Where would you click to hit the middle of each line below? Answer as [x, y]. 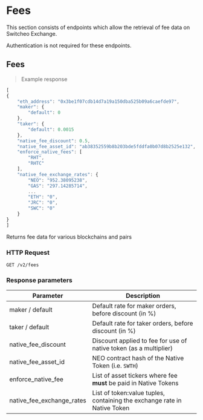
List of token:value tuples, [128, 393]
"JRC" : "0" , [43, 203]
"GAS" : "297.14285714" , [58, 186]
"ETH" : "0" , [43, 197]
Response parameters [39, 280]
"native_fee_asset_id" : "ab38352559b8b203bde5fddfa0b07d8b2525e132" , [107, 146]
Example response [44, 79]
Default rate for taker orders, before [143, 323]
